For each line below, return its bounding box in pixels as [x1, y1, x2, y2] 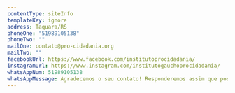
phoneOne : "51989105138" [7, 29, 80, 37]
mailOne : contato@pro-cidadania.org [7, 43, 114, 50]
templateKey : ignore [7, 17, 68, 24]
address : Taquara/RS [7, 23, 68, 30]
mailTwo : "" [7, 50, 42, 57]
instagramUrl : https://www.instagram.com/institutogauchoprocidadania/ [7, 62, 220, 69]
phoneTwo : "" [7, 36, 45, 43]
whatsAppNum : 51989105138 [7, 69, 83, 76]
